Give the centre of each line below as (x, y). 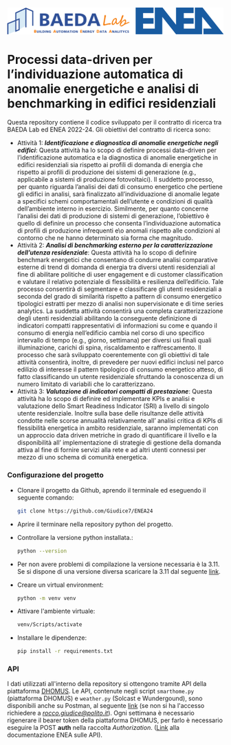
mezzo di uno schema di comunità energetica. (82, 457)
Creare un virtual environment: (60, 585)
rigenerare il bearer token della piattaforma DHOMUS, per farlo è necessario (115, 720)
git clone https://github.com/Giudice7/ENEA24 (85, 511)
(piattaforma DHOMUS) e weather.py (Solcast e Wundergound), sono (105, 698)
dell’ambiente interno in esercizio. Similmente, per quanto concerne (112, 209)
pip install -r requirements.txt (65, 651)
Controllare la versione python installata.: (75, 537)
